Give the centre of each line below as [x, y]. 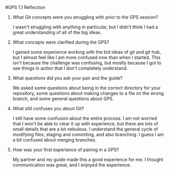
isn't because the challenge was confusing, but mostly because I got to [87, 63]
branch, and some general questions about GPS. [63, 99]
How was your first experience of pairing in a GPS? [66, 150]
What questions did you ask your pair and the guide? [68, 78]
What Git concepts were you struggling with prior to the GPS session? [85, 17]
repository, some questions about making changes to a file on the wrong [88, 93]
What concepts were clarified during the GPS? [61, 42]
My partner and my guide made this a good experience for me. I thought [88, 160]
